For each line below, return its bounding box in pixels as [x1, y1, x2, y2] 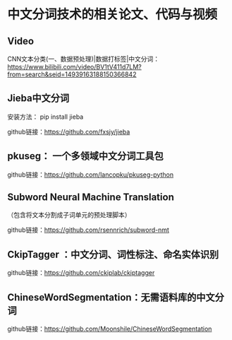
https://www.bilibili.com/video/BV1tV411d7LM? [7, 63, 142, 71]
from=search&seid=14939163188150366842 [7, 70, 137, 78]
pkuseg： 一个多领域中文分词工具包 [7, 150, 164, 163]
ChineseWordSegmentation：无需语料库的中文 [7, 291, 215, 303]
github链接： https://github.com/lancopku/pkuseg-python [7, 170, 174, 179]
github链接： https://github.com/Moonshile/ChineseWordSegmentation [7, 324, 212, 333]
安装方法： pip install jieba [7, 112, 84, 121]
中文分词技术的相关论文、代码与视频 [7, 6, 218, 23]
